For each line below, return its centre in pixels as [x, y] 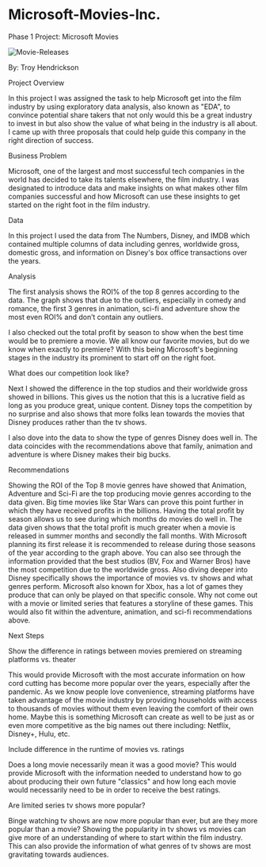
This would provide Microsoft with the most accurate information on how [127, 674]
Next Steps [27, 635]
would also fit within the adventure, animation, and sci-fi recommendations [130, 611]
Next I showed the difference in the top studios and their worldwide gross [128, 388]
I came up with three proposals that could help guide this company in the [127, 132]
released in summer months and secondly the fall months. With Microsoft [127, 536]
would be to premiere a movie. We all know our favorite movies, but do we [129, 341]
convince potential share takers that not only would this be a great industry [130, 115]
